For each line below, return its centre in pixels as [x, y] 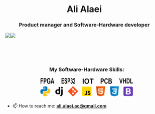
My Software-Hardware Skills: [87, 69]
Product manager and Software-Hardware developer [84, 25]
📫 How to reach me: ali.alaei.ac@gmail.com [59, 105]
